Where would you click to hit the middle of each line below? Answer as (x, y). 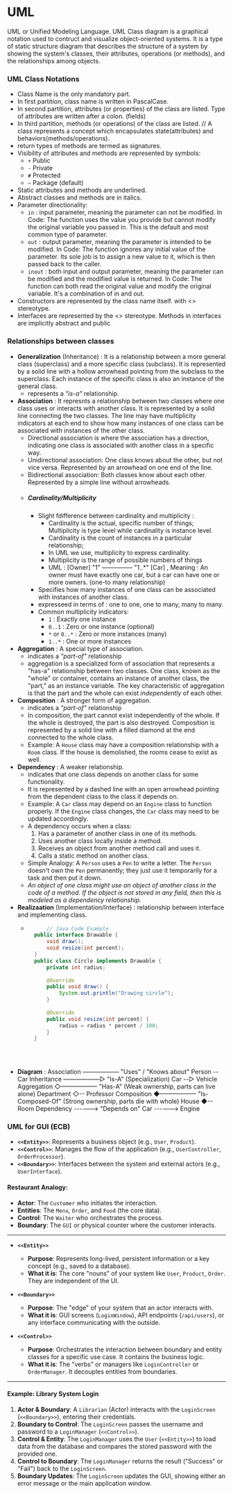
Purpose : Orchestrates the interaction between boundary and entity (125, 1349)
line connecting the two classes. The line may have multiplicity (106, 415)
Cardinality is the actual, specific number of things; (121, 523)
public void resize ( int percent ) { (97, 1019)
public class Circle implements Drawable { (97, 961)
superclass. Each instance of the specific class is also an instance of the (121, 378)
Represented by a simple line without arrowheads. (99, 482)
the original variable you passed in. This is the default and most (118, 227)
